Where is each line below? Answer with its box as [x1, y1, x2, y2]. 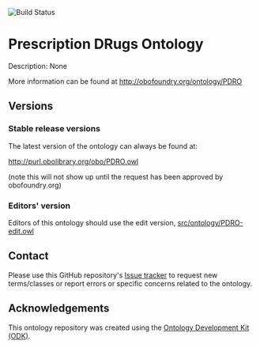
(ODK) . [8, 331, 31, 340]
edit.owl [8, 226, 34, 236]
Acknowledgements [8, 301, 110, 316]
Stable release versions [8, 123, 101, 134]
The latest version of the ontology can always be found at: [8, 141, 198, 150]
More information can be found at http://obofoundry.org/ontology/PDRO [8, 76, 243, 86]
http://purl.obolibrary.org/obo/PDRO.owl [8, 157, 139, 166]
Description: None [8, 61, 68, 70]
